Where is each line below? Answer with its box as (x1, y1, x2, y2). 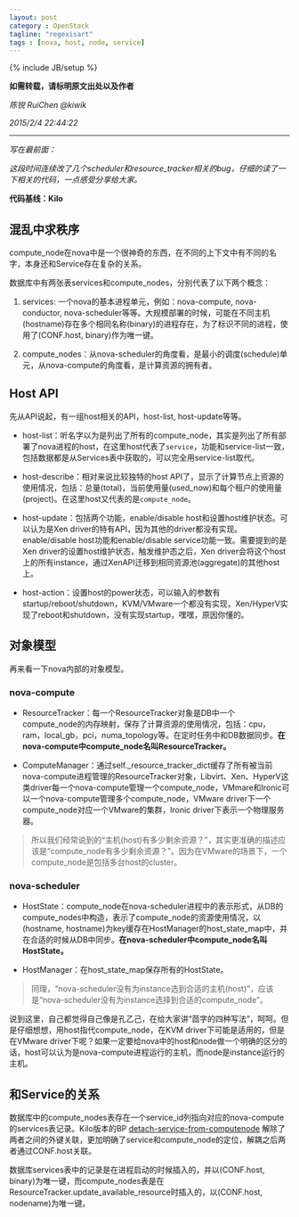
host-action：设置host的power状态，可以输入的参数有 (21, 587, 221, 597)
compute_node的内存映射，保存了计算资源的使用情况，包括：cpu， (21, 719, 271, 729)
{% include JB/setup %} (9, 62, 98, 73)
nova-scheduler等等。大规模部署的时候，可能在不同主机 (63, 308, 271, 318)
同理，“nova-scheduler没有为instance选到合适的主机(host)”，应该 (30, 983, 274, 994)
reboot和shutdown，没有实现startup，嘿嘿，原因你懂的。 (37, 609, 249, 620)
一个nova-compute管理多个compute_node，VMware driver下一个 (29, 793, 271, 803)
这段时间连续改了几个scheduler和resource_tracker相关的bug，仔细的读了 (9, 163, 279, 174)
